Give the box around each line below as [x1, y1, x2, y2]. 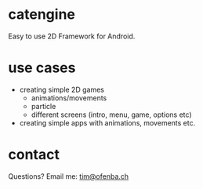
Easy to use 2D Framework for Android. [8, 31, 136, 41]
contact [8, 146, 60, 164]
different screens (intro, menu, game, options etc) [31, 110, 192, 119]
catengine [8, 5, 76, 24]
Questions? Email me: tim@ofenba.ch [8, 171, 129, 181]
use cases [8, 59, 76, 77]
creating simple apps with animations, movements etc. [19, 118, 196, 127]
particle [31, 101, 56, 111]
